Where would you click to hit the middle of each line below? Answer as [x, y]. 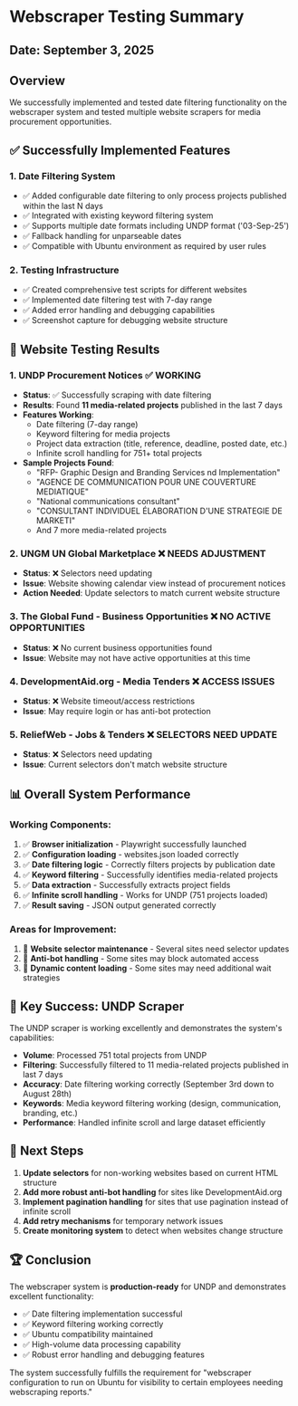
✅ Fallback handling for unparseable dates [102, 236]
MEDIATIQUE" [62, 492]
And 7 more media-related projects [101, 531]
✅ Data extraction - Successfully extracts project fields [126, 885]
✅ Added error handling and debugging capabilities [119, 311]
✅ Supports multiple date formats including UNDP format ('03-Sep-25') [156, 226]
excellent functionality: [52, 1296]
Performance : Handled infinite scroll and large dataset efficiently [144, 1123]
